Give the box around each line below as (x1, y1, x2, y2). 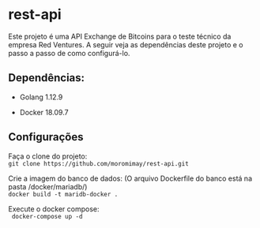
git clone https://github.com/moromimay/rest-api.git (8, 159, 190, 167)
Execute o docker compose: (8, 204, 100, 214)
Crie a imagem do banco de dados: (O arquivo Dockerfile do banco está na (8, 174, 253, 183)
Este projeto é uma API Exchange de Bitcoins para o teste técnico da (8, 32, 232, 41)
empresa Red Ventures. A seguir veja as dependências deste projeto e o (8, 39, 243, 49)
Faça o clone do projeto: (8, 151, 88, 161)
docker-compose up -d (11, 212, 83, 220)
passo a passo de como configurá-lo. (8, 48, 130, 58)
